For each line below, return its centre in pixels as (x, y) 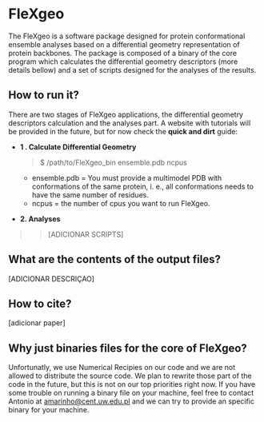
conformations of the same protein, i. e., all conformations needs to (143, 186)
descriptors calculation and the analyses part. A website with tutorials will (130, 123)
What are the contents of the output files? (115, 259)
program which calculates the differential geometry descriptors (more (123, 62)
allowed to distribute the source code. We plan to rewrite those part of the (130, 376)
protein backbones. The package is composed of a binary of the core (123, 53)
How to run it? (44, 96)
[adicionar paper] (37, 323)
